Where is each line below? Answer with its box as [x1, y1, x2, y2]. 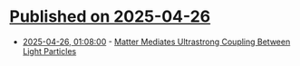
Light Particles [22, 45, 77, 56]
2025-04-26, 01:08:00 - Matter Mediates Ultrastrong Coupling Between [22, 36, 291, 47]
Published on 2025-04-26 [9, 6, 211, 27]
